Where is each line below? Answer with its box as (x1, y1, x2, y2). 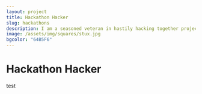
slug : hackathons (6, 20, 50, 26)
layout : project (6, 8, 47, 15)
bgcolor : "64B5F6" (6, 37, 52, 43)
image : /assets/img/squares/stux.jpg (6, 31, 101, 37)
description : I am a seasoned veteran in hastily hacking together (6, 25, 179, 32)
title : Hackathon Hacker (6, 14, 69, 20)
